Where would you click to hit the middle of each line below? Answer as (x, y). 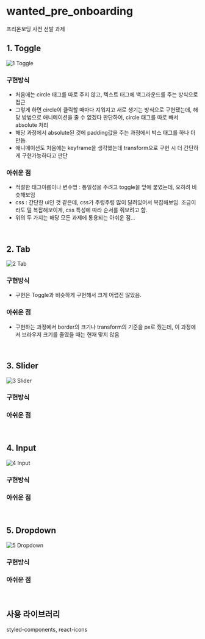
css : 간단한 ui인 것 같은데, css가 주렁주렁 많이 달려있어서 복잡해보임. (97, 202)
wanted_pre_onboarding (70, 11)
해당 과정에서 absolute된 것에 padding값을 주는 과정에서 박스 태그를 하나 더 (105, 133)
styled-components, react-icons (47, 629)
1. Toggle (24, 48)
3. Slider (22, 366)
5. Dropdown (31, 531)
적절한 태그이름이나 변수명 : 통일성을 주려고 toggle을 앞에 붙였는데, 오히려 (103, 187)
